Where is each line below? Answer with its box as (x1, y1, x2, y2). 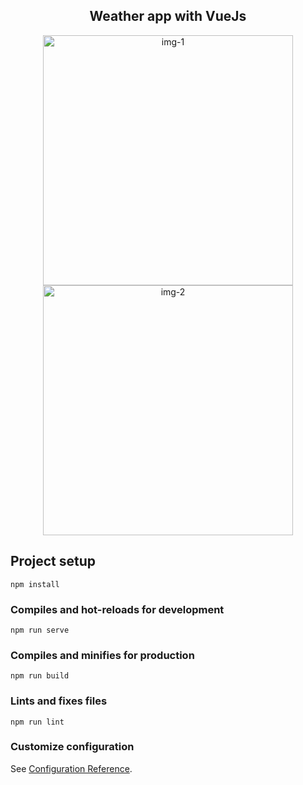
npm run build (10, 671, 70, 681)
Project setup (10, 553, 97, 570)
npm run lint (10, 717, 65, 727)
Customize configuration (10, 740, 135, 754)
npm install (10, 579, 60, 589)
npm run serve (10, 625, 70, 635)
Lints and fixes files (10, 694, 108, 708)
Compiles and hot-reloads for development (10, 602, 225, 616)
